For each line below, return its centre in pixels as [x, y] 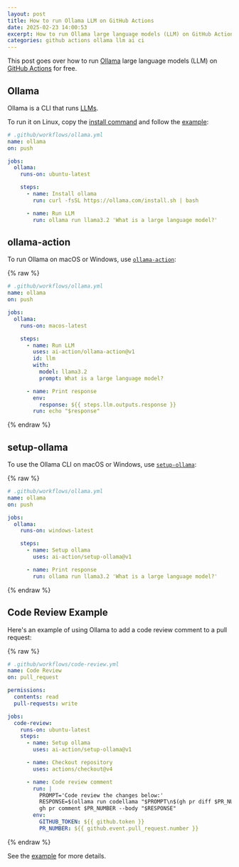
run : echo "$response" [67, 411]
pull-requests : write [46, 704]
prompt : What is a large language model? [101, 378]
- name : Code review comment [69, 782]
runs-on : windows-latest [57, 531]
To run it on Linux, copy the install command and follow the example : [108, 121]
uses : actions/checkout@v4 [73, 769]
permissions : [27, 690]
